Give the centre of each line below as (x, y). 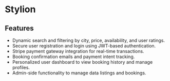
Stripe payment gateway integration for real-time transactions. (78, 51)
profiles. (21, 67)
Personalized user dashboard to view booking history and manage (82, 62)
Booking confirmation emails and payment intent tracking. (73, 57)
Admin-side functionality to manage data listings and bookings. (79, 73)
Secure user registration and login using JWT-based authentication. (84, 46)
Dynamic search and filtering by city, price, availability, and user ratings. (89, 40)
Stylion (20, 9)
